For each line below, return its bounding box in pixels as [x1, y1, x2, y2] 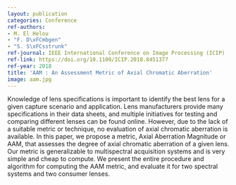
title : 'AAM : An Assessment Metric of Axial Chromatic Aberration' [7, 69, 213, 76]
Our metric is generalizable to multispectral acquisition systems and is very [7, 147, 225, 155]
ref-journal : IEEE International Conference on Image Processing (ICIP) [7, 50, 225, 57]
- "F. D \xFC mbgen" [7, 37, 61, 44]
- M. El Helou [7, 30, 49, 37]
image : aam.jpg [7, 75, 52, 83]
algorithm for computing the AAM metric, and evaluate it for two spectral [7, 162, 218, 171]
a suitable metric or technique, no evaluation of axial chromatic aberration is [7, 125, 228, 134]
